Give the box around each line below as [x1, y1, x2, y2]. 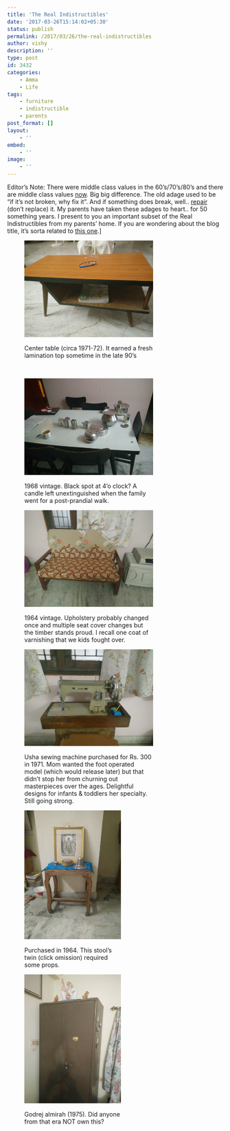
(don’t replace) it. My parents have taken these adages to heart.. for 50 [7, 205, 208, 213]
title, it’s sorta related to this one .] [7, 227, 102, 235]
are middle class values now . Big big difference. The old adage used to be [7, 190, 216, 199]
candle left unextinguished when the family [24, 489, 146, 497]
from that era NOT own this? [24, 1117, 104, 1126]
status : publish [7, 25, 54, 32]
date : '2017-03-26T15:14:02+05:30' [7, 18, 109, 25]
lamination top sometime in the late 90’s [24, 351, 137, 359]
